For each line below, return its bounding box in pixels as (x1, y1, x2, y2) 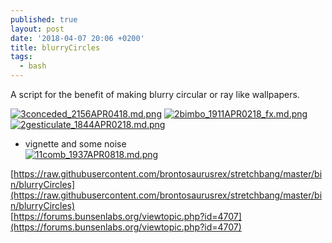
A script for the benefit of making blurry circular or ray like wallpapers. (10, 89, 300, 100)
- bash (19, 61, 47, 71)
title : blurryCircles (10, 42, 101, 53)
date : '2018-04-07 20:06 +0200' (10, 33, 145, 43)
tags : (10, 52, 33, 62)
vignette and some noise (24, 138, 127, 150)
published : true (10, 14, 78, 25)
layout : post (10, 24, 65, 34)
